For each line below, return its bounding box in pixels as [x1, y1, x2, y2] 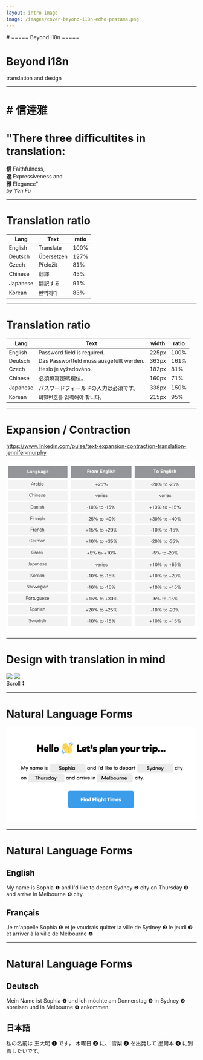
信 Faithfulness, [6, 165, 45, 172]
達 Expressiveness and [6, 172, 63, 180]
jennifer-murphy [6, 449, 47, 457]
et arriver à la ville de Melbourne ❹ [6, 930, 94, 937]
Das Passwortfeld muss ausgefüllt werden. [38, 357, 145, 364]
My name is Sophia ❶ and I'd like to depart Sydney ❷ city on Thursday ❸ [6, 883, 189, 891]
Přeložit [38, 261, 57, 268]
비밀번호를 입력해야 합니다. [38, 394, 101, 401]
